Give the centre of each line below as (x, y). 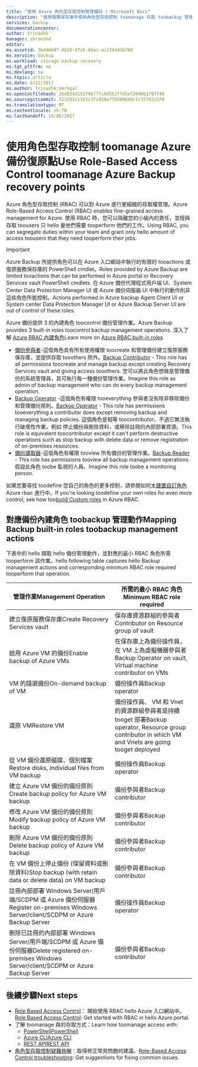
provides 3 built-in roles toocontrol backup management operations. (89, 330)
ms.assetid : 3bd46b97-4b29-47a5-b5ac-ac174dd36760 (70, 50)
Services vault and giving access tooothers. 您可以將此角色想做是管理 (99, 371)
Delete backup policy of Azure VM (57, 845)
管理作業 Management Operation (59, 597)
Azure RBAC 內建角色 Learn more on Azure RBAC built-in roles (88, 338)
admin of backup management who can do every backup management (101, 385)
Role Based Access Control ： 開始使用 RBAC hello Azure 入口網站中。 (100, 1011)
